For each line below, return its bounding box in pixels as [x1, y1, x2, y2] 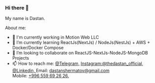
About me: [5, 25, 26, 31]
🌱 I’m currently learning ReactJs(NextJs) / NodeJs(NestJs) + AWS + [12, 40, 151, 45]
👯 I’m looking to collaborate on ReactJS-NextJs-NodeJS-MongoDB [12, 50, 148, 56]
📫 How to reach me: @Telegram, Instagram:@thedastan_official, [12, 61, 144, 66]
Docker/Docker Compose [12, 45, 64, 51]
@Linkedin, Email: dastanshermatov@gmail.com [12, 68, 110, 74]
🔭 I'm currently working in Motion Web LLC [12, 34, 99, 41]
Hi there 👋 [5, 4, 29, 11]
